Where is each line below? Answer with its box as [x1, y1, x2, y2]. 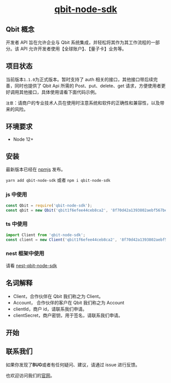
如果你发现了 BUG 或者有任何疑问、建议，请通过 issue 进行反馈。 [6, 361, 140, 368]
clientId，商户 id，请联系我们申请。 [13, 305, 87, 312]
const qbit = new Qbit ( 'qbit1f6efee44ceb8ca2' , [6, 208, 109, 213]
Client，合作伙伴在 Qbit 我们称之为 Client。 [13, 293, 104, 299]
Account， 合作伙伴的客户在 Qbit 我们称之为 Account [13, 299, 125, 305]
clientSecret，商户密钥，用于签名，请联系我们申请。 [13, 312, 123, 318]
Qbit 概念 [6, 25, 35, 33]
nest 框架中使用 [6, 250, 45, 257]
